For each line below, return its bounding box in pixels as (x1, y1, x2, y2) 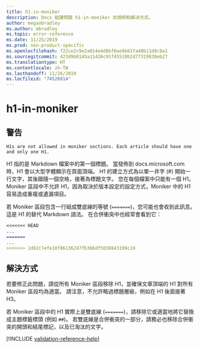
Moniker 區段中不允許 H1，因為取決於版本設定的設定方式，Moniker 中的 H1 (6, 183, 191, 190)
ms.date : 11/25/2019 (6, 37, 58, 43)
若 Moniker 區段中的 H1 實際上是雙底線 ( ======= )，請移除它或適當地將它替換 (6, 308, 194, 315)
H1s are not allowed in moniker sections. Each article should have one (6, 144, 192, 150)
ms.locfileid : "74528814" (6, 76, 71, 82)
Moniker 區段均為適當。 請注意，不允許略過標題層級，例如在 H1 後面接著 (6, 288, 186, 295)
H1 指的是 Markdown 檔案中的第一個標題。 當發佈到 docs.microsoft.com (6, 160, 185, 167)
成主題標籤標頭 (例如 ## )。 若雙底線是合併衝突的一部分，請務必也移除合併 (6, 315, 189, 323)
